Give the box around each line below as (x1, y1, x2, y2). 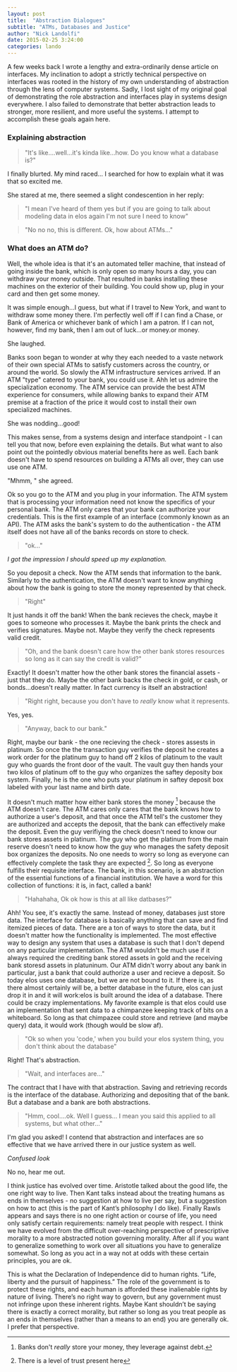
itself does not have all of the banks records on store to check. (7, 527, 189, 536)
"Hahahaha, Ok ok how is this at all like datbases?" (24, 894, 172, 903)
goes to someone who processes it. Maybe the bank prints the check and (7, 618, 221, 626)
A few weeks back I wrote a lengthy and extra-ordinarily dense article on (7, 63, 219, 71)
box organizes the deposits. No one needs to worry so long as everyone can (7, 850, 229, 858)
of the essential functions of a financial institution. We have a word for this (7, 873, 223, 882)
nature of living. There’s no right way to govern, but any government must (7, 1292, 221, 1301)
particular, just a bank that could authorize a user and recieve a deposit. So (7, 968, 226, 977)
